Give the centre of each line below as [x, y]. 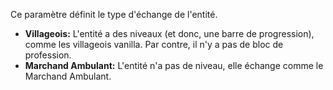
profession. [48, 55]
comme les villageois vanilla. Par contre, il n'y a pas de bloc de [154, 44]
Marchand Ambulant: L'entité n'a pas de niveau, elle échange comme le [174, 65]
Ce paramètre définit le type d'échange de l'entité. [114, 14]
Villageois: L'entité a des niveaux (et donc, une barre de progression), [169, 33]
